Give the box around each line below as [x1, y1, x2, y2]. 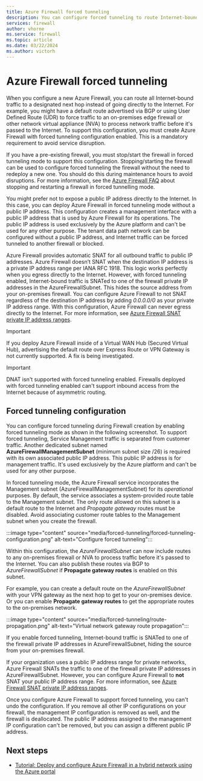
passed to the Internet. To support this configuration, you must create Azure [6, 126, 196, 134]
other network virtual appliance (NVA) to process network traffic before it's [6, 120, 193, 127]
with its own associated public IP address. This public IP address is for [6, 454, 181, 462]
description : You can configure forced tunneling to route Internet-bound [6, 15, 199, 21]
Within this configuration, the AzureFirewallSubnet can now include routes [6, 547, 192, 554]
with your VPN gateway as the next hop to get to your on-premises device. [6, 591, 192, 598]
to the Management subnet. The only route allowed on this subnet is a [6, 498, 180, 505]
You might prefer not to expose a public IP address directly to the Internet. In [6, 195, 197, 202]
